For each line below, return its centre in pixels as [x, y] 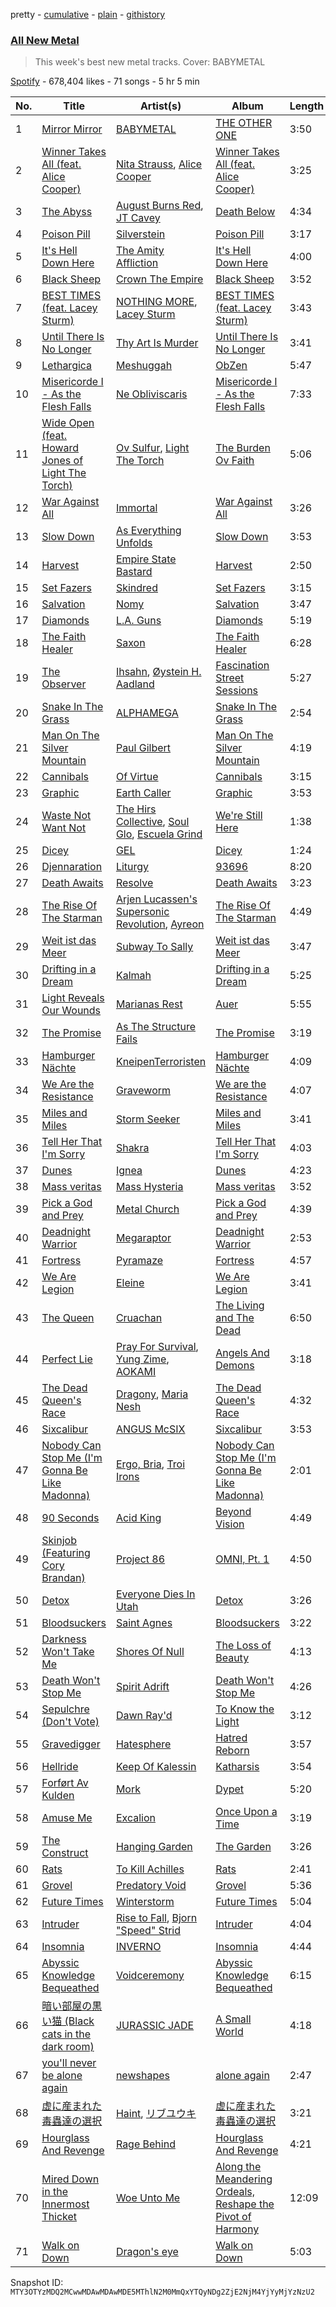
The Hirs [136, 809]
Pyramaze [139, 1261]
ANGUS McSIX [150, 1429]
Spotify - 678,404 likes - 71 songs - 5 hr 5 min [105, 81]
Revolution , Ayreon [160, 924]
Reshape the [245, 2204]
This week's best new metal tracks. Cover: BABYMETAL [150, 62]
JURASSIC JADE [155, 2026]
